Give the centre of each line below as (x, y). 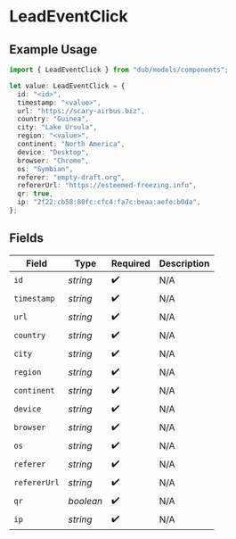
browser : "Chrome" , (53, 161)
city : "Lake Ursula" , (57, 128)
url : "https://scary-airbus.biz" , (81, 111)
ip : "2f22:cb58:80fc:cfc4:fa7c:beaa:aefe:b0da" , (109, 203)
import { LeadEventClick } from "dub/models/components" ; (119, 70)
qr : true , (35, 194)
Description (184, 263)
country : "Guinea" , (53, 119)
